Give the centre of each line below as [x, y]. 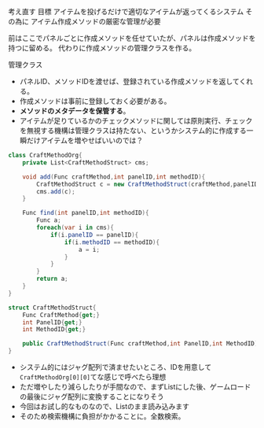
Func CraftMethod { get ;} [61, 315]
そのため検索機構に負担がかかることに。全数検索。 [102, 416]
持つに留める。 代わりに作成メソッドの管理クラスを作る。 [102, 48]
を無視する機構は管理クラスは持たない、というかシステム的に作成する [133, 131]
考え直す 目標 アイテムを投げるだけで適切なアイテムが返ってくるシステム [126, 11]
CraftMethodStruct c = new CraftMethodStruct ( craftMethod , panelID [147, 184]
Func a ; [49, 220]
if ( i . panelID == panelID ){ [94, 234]
